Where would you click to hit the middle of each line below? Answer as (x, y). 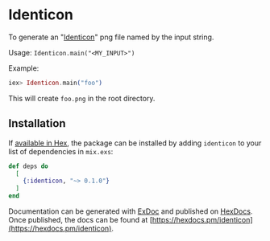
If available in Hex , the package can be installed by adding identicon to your (135, 143)
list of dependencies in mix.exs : (61, 151)
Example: (24, 68)
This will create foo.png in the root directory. (82, 98)
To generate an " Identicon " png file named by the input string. (111, 37)
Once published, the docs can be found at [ (81, 220)
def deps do (28, 166)
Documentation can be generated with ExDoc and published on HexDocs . (131, 211)
